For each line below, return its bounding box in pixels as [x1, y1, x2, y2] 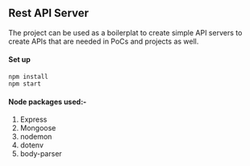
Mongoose [19, 123, 56, 133]
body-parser [19, 149, 62, 159]
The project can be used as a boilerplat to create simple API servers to [8, 27, 243, 37]
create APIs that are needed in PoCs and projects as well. [8, 36, 199, 46]
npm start [8, 80, 42, 88]
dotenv [19, 140, 44, 150]
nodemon [19, 132, 52, 142]
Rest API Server [8, 6, 90, 20]
